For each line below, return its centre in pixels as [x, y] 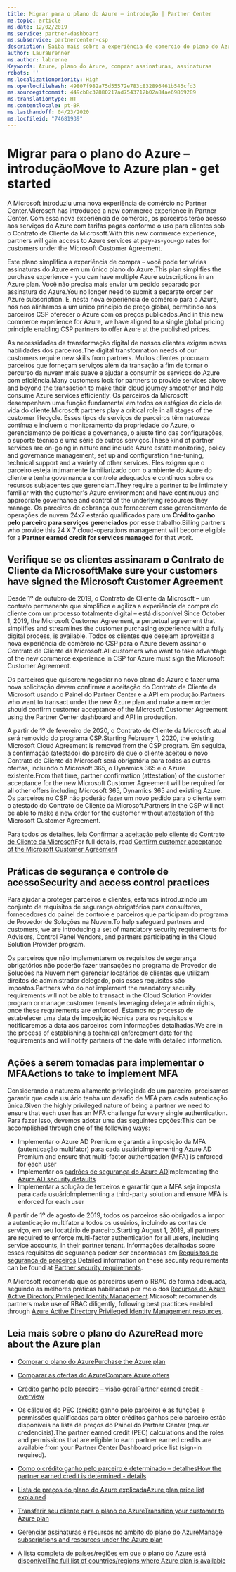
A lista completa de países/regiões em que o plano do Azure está [112, 1553]
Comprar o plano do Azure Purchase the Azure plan [91, 1361]
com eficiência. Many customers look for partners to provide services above [117, 380]
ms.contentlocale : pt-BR [44, 106]
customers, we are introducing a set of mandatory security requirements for [117, 929]
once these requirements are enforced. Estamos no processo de [100, 1011]
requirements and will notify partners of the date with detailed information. [115, 1040]
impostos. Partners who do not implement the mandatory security [101, 988]
